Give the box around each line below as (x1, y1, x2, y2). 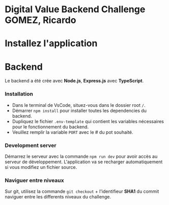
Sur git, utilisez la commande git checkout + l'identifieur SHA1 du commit (5, 188, 159, 194)
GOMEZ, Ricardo (5, 14, 76, 26)
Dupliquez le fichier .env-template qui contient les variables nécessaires (12, 118, 164, 124)
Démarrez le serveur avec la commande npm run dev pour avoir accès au (5, 153, 158, 159)
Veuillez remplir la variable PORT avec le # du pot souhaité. (12, 129, 133, 135)
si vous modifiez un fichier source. (5, 164, 77, 170)
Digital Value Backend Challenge (5, 4, 146, 15)
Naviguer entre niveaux (5, 177, 64, 184)
